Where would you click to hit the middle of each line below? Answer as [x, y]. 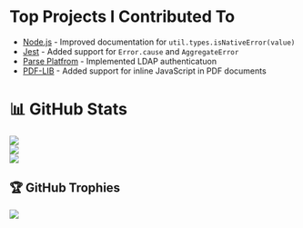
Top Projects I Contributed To [122, 17]
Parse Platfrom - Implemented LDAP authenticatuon [119, 61]
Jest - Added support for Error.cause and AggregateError [131, 51]
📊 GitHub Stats [69, 109]
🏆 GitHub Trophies [65, 188]
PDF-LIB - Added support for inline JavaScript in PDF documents [144, 71]
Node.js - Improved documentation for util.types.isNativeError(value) [159, 42]
